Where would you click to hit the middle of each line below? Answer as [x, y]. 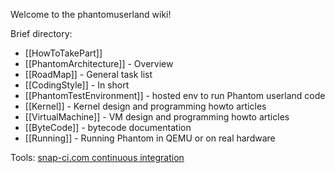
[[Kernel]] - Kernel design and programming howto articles [145, 106]
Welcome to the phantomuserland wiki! [91, 14]
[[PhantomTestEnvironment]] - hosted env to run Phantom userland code [175, 95]
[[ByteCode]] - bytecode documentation [108, 127]
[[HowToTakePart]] [63, 53]
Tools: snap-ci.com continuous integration [97, 157]
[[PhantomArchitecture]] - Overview [99, 63]
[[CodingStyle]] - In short [77, 85]
